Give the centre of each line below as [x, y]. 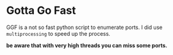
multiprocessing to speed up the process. [58, 33]
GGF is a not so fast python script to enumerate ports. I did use [84, 27]
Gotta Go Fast [41, 11]
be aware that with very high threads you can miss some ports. [87, 45]
